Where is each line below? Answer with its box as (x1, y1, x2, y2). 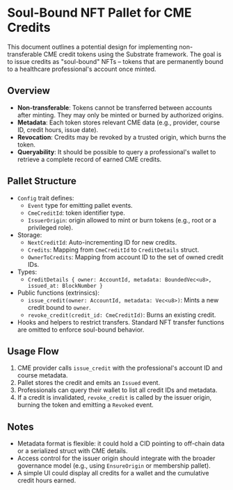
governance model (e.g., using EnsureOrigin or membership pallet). (17, 462, 211, 470)
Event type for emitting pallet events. (27, 201, 134, 209)
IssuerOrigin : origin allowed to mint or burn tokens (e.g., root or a (27, 215, 217, 224)
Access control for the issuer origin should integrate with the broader (17, 454, 216, 463)
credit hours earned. (17, 476, 77, 484)
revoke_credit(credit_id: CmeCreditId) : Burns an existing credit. (27, 311, 216, 319)
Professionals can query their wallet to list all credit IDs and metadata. (17, 386, 218, 394)
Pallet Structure (7, 175, 77, 187)
